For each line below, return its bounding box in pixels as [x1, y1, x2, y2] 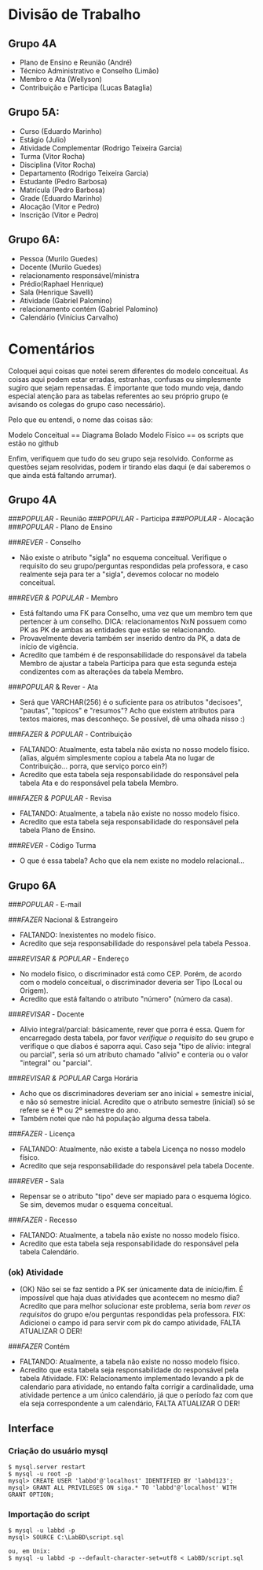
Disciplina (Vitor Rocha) [19, 160, 97, 169]
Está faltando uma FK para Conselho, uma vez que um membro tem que [19, 609, 253, 618]
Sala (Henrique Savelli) [19, 287, 94, 297]
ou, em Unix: [8, 1547, 51, 1556]
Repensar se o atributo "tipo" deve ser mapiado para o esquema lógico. [19, 1191, 252, 1202]
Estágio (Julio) [19, 135, 67, 144]
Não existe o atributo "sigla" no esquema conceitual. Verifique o [19, 553, 228, 562]
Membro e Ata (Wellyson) [19, 75, 102, 83]
